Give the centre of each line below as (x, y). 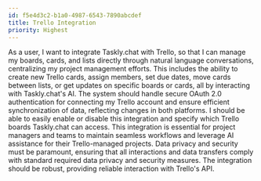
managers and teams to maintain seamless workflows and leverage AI (121, 136)
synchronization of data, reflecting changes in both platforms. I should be (127, 110)
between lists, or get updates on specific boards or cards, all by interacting (129, 85)
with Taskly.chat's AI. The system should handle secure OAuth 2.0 (115, 94)
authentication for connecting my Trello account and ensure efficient (119, 102)
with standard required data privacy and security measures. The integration (130, 161)
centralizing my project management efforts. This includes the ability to (123, 69)
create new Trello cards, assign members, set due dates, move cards (120, 77)
